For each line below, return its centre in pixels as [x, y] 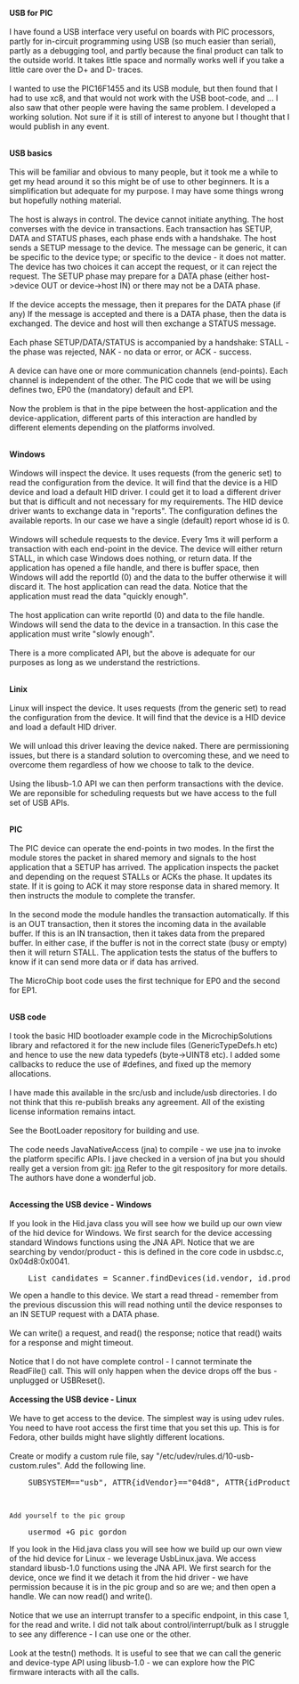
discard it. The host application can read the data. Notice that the [129, 586]
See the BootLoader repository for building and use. [105, 1131]
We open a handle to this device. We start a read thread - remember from [144, 1295]
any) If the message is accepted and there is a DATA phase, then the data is [148, 314]
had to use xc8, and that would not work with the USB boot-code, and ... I [144, 98]
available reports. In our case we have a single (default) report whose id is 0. [149, 521]
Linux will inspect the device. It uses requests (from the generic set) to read [148, 708]
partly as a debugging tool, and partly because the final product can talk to [146, 51]
